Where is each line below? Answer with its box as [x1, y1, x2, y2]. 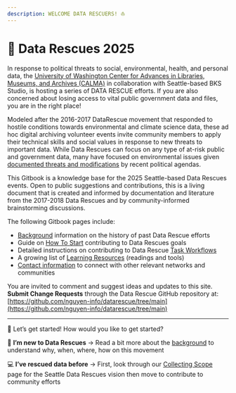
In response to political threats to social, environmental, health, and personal [7, 64, 228, 73]
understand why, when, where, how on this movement [7, 346, 164, 354]
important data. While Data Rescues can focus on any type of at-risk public [7, 145, 225, 154]
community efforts [7, 378, 61, 386]
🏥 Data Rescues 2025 [7, 40, 135, 56]
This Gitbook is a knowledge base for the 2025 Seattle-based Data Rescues [7, 173, 227, 182]
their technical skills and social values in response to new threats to [7, 137, 202, 146]
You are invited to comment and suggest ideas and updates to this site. [7, 282, 213, 290]
